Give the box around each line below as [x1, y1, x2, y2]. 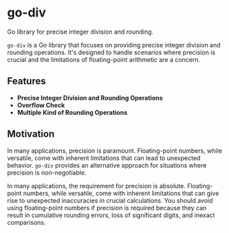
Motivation [7, 129, 55, 140]
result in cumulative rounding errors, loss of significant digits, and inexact [7, 211, 215, 219]
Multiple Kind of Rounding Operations [17, 108, 128, 116]
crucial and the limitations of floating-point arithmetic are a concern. [7, 55, 201, 63]
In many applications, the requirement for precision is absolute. [7, 181, 186, 190]
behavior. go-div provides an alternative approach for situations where [7, 161, 207, 169]
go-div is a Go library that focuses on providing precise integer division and [7, 41, 221, 49]
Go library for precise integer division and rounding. [7, 27, 153, 36]
